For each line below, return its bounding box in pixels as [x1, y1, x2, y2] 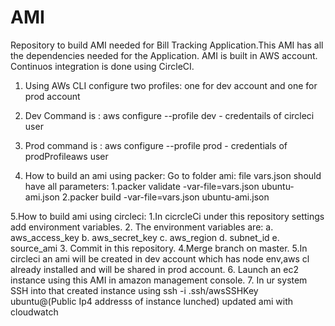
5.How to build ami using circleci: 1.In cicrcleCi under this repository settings [10, 210, 325, 222]
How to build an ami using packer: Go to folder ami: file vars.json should [24, 169, 322, 181]
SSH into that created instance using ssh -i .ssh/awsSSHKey [10, 284, 259, 296]
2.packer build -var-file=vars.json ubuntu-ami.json [61, 191, 270, 203]
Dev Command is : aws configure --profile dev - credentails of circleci [24, 109, 315, 121]
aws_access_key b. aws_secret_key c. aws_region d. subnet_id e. [10, 231, 280, 243]
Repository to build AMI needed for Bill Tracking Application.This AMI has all [10, 39, 324, 51]
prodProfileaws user [24, 150, 109, 162]
